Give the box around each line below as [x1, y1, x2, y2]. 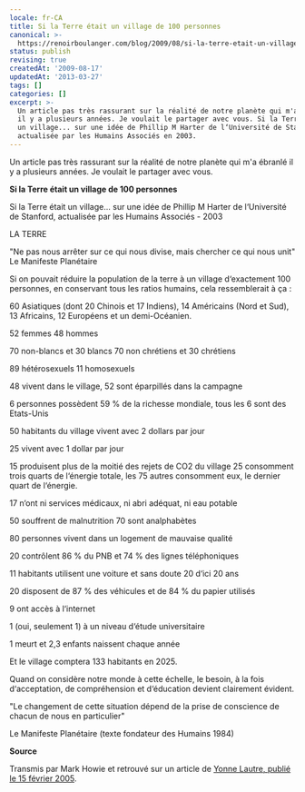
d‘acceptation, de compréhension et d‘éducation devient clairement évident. [9, 683, 295, 694]
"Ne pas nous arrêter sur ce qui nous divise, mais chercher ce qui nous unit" [9, 246, 296, 257]
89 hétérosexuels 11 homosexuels [9, 362, 135, 373]
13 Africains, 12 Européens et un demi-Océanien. [9, 310, 192, 321]
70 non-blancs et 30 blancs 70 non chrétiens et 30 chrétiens [9, 345, 236, 356]
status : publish [9, 47, 71, 56]
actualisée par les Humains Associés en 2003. [17, 132, 197, 141]
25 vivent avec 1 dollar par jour [9, 442, 124, 454]
